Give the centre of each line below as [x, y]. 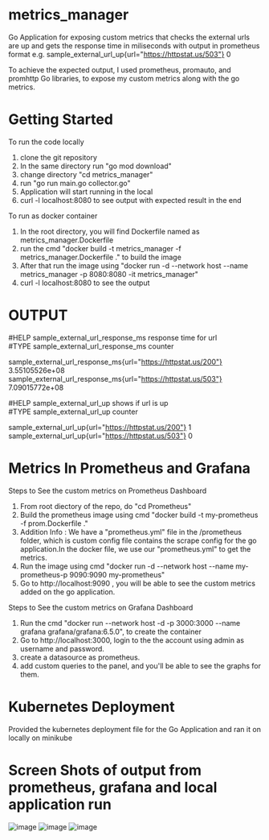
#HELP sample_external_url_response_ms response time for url [113, 337]
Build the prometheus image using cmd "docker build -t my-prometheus [139, 515]
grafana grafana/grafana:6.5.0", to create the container [111, 631]
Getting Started [61, 120]
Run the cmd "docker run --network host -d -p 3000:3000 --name [130, 623]
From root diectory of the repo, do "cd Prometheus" [106, 506]
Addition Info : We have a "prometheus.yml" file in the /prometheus [131, 532]
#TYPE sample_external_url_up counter [73, 412]
